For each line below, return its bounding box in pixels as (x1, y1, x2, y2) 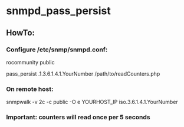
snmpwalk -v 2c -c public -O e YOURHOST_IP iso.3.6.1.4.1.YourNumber (6, 99, 178, 106)
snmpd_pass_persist (6, 4, 111, 18)
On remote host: (6, 84, 54, 93)
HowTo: (6, 28, 35, 38)
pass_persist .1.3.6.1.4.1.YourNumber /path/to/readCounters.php (6, 70, 160, 77)
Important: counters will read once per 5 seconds (6, 113, 150, 122)
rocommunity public (6, 58, 55, 66)
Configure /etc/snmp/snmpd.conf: (6, 45, 108, 54)
